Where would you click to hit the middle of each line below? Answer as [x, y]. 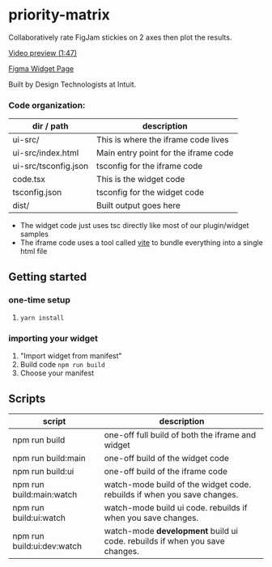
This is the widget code [140, 180]
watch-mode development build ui [171, 531]
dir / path [50, 126]
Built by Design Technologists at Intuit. [72, 84]
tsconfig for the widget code [150, 193]
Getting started [48, 277]
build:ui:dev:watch [47, 546]
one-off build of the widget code [166, 459]
